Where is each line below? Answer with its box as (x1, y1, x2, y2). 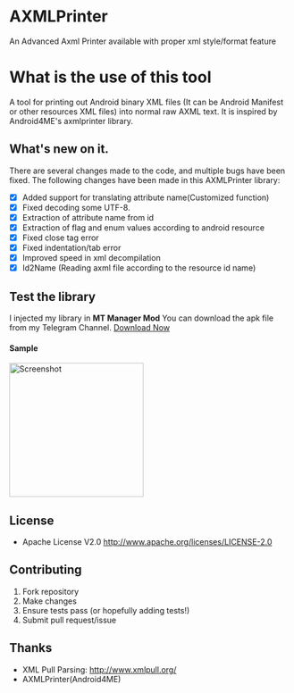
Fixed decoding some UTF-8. (21, 202, 131, 213)
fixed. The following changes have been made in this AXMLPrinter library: (9, 174, 281, 185)
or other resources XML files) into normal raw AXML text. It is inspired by (9, 105, 278, 117)
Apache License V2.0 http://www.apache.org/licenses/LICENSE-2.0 (21, 537, 273, 547)
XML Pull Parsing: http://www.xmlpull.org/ (21, 664, 177, 675)
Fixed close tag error (21, 232, 100, 243)
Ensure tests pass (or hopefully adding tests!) (21, 605, 190, 615)
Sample (9, 342, 38, 354)
